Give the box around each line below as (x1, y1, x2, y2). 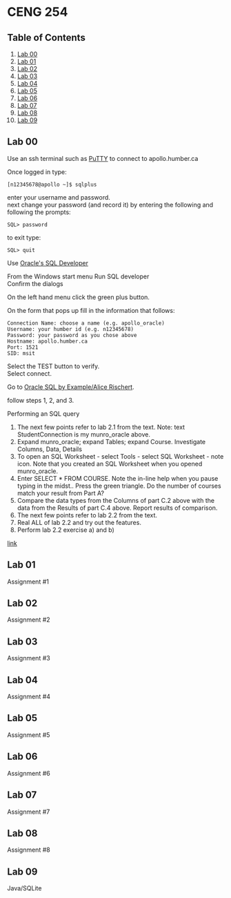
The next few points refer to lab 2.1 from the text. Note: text (17, 423, 185, 431)
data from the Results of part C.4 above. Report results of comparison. (17, 504, 218, 512)
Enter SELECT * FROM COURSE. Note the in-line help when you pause (17, 474, 219, 482)
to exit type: (7, 233, 41, 242)
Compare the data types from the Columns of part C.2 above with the (17, 496, 215, 504)
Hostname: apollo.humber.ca (7, 338, 88, 345)
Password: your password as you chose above (7, 332, 137, 338)
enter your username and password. (7, 193, 110, 201)
